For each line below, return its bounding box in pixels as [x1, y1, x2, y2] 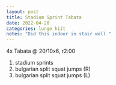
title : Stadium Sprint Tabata [6, 14, 82, 20]
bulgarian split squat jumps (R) [14, 65, 91, 72]
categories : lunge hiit [6, 25, 66, 32]
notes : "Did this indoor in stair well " [6, 31, 112, 37]
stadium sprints [14, 59, 54, 66]
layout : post [6, 8, 39, 15]
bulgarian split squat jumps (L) [14, 72, 91, 79]
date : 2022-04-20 [6, 20, 50, 26]
